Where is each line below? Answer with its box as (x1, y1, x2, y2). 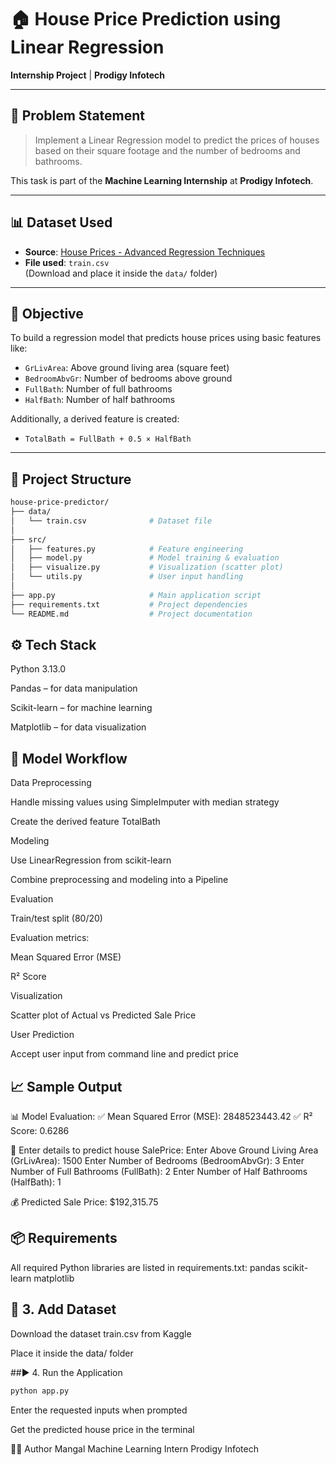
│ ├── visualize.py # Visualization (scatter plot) (10, 562, 284, 573)
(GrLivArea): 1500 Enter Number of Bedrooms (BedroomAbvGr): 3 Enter (10, 1155, 305, 1166)
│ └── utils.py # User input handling (10, 572, 244, 582)
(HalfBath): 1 (10, 1176, 62, 1188)
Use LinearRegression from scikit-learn (10, 854, 172, 866)
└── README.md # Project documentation (10, 609, 253, 619)
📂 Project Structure (10, 471, 132, 488)
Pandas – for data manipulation (10, 682, 138, 695)
